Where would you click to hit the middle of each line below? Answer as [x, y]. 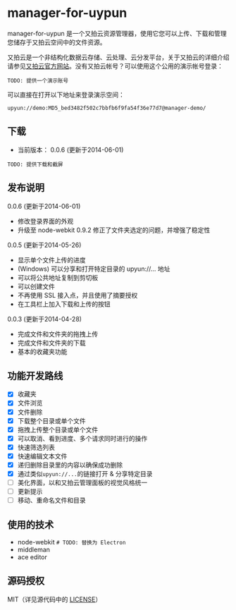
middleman [34, 549]
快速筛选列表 [36, 447]
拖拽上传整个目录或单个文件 [58, 429]
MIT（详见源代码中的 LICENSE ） [55, 599]
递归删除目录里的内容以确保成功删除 [70, 465]
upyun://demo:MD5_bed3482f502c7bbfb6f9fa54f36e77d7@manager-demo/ [107, 108]
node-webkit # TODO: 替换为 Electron [72, 542]
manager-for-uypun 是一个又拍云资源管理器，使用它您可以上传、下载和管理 [117, 33]
